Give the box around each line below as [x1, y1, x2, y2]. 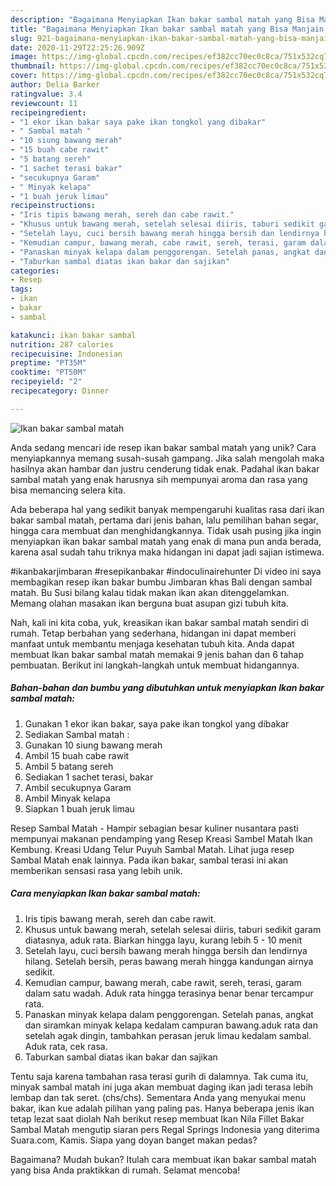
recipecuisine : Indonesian [10, 349, 123, 359]
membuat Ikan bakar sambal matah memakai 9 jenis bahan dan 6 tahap [10, 648, 305, 660]
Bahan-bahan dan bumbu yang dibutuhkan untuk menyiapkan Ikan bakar [10, 682, 325, 694]
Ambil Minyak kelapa [24, 792, 111, 804]
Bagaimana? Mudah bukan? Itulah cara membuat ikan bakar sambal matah [10, 1153, 317, 1165]
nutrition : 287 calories [10, 339, 114, 350]
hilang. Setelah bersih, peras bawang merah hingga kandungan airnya [24, 955, 314, 967]
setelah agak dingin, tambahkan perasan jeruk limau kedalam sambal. [24, 1029, 312, 1041]
